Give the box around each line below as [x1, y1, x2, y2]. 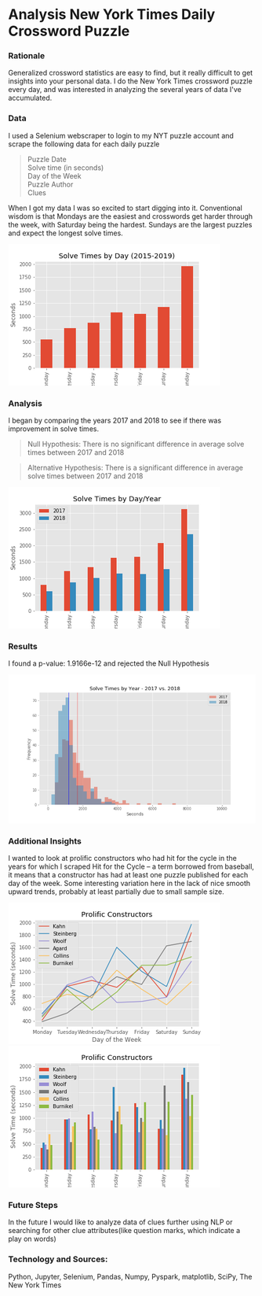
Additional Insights [8, 836, 82, 847]
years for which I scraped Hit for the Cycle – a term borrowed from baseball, [8, 862, 255, 871]
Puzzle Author [27, 179, 74, 189]
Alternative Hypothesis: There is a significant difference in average [27, 463, 243, 473]
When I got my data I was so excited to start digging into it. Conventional [8, 203, 243, 212]
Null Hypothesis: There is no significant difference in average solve [27, 439, 245, 449]
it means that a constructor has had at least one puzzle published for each [8, 870, 249, 880]
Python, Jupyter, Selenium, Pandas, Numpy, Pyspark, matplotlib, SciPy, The [8, 1272, 253, 1281]
